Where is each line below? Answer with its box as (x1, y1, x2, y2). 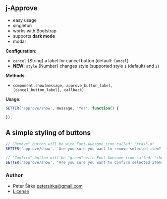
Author (5, 172, 23, 179)
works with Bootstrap (12, 27, 56, 34)
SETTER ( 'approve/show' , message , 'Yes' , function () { (5, 105, 119, 111)
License (12, 189, 29, 195)
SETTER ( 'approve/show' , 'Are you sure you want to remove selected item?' (5, 146, 164, 151)
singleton (12, 22, 32, 28)
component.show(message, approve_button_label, (12, 83, 113, 88)
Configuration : (5, 48, 37, 54)
